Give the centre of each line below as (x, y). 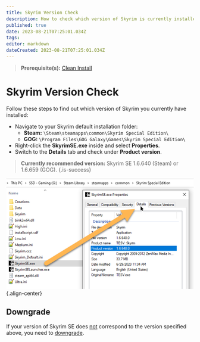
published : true (26, 25)
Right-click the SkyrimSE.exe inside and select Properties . (87, 145)
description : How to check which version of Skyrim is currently (89, 19)
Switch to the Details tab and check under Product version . (88, 151)
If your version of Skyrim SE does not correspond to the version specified (96, 326)
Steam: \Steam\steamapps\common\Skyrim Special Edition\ (96, 133)
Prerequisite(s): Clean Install (56, 68)
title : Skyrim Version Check (42, 13)
